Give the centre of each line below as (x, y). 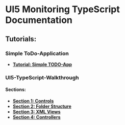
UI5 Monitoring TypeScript (62, 9)
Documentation (39, 20)
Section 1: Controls (33, 101)
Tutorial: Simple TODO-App (42, 64)
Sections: (16, 89)
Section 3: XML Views (36, 112)
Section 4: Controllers (36, 117)
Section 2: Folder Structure (42, 106)
